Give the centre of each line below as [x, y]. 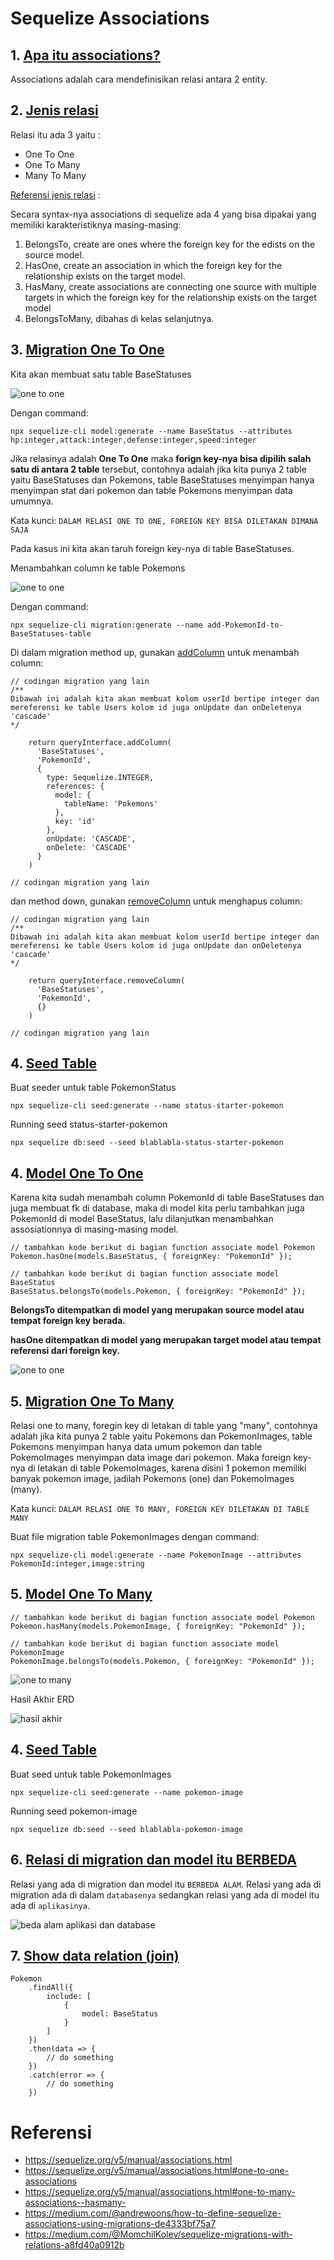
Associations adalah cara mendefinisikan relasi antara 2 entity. [139, 79]
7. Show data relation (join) [95, 1955]
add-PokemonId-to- [245, 625]
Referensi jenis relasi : [55, 194]
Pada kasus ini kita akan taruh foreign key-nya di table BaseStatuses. [152, 548]
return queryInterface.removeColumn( [107, 980]
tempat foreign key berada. [68, 1321]
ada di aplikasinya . [50, 1905]
